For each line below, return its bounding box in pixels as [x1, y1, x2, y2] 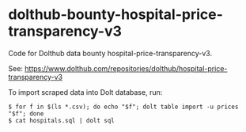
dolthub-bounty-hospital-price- [8, 6, 224, 24]
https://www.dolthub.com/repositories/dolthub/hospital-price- [25, 63, 228, 73]
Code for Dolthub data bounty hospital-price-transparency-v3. [8, 48, 212, 58]
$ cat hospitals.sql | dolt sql [8, 116, 115, 124]
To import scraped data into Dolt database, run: [8, 87, 163, 96]
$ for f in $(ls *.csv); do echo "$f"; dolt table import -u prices [8, 103, 239, 111]
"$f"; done [8, 109, 44, 118]
